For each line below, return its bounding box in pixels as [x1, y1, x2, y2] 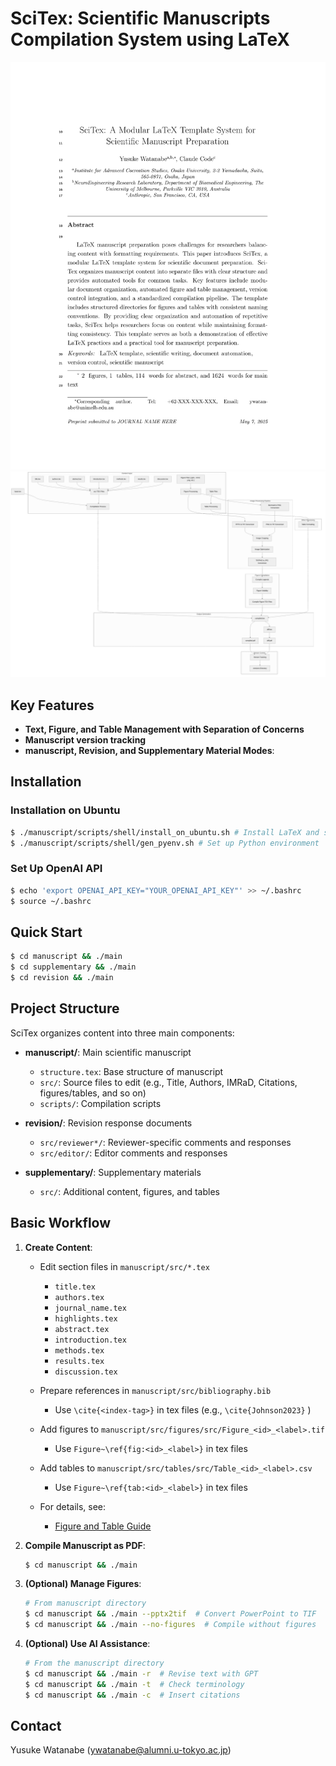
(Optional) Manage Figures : [24, 1578, 142, 1590]
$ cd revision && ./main [10, 973, 114, 983]
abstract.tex [54, 1324, 110, 1334]
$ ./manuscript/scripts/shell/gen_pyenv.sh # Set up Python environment [10, 838, 320, 848]
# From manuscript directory [24, 1598, 147, 1609]
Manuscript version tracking [24, 733, 147, 746]
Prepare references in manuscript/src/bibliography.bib [39, 1384, 272, 1396]
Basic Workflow [10, 1215, 112, 1232]
